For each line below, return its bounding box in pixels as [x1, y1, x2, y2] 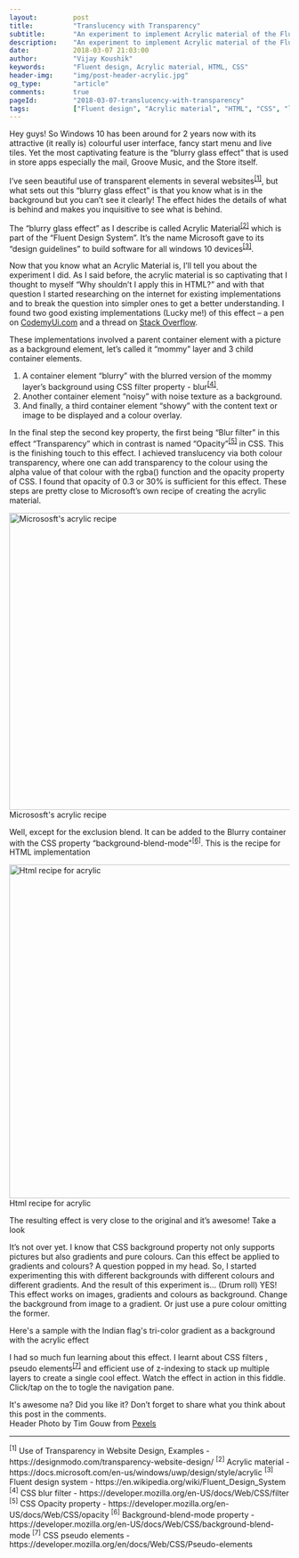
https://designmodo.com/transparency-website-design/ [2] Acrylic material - [9, 1455, 290, 1467]
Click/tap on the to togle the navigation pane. [9, 1382, 175, 1392]
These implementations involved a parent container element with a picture [9, 335, 282, 345]
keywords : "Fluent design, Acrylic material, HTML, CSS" [9, 63, 249, 72]
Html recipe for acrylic [9, 1198, 92, 1209]
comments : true [9, 87, 90, 96]
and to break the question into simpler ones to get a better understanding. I [9, 298, 285, 309]
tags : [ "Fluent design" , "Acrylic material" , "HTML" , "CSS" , [9, 104, 280, 113]
